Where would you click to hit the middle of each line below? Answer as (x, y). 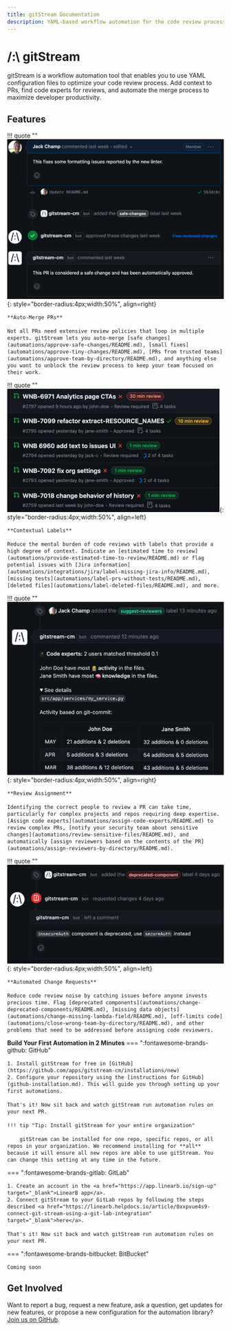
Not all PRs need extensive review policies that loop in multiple (106, 331)
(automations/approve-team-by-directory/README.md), (84, 358)
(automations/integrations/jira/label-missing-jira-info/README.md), (109, 572)
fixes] (179, 345)
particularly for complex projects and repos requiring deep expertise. (113, 814)
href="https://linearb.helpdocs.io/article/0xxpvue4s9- (129, 1206)
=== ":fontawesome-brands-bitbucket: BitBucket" (78, 1254)
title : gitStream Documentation (53, 14)
